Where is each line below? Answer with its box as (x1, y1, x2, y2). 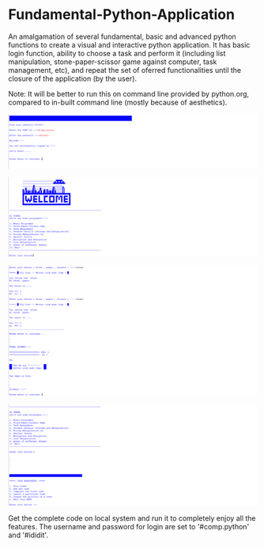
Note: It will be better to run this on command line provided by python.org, (8, 89, 250, 98)
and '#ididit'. (8, 530, 49, 540)
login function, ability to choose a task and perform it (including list (8, 48, 226, 58)
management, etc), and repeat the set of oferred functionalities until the (8, 65, 242, 74)
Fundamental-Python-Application (8, 6, 236, 24)
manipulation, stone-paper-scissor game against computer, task (8, 57, 217, 66)
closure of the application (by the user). (8, 74, 137, 83)
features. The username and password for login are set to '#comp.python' (8, 522, 250, 532)
